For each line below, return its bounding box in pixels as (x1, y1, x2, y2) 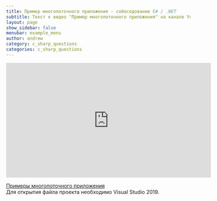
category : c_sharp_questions (6, 41, 77, 47)
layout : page (6, 19, 38, 25)
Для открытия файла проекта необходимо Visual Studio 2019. (6, 188, 160, 195)
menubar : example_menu (6, 30, 61, 36)
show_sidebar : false (6, 24, 57, 31)
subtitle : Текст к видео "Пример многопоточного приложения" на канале (6, 14, 184, 20)
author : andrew (6, 36, 43, 41)
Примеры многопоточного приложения (6, 182, 105, 189)
